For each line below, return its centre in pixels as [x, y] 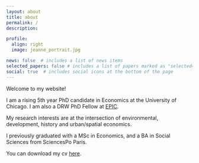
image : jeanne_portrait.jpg [46, 50]
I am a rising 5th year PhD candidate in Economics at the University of [91, 100]
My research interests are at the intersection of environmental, [82, 118]
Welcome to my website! [36, 88]
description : [22, 28]
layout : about [24, 12]
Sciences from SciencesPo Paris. [46, 142]
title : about [22, 17]
